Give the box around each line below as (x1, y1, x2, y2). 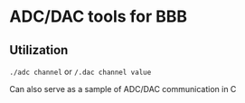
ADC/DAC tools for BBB (9, 6, 188, 27)
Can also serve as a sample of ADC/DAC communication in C (9, 84, 237, 94)
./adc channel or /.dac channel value (9, 66, 152, 77)
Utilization (9, 42, 69, 58)
